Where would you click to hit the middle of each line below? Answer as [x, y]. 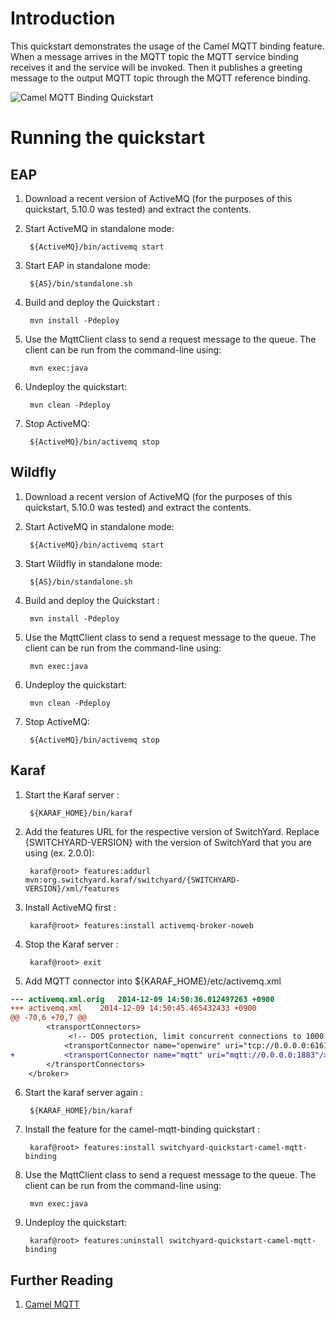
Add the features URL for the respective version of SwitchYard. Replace [172, 831]
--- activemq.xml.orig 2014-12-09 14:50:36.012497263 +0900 [142, 999]
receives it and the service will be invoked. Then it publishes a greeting [156, 67]
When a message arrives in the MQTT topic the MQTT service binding [154, 56]
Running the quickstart [108, 138]
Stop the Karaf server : [71, 944]
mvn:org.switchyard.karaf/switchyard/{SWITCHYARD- [132, 880]
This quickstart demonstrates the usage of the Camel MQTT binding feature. [168, 46]
